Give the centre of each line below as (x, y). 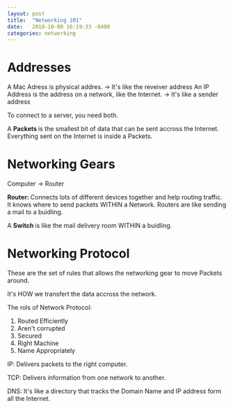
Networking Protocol (69, 254)
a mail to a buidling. (35, 212)
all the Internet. (29, 399)
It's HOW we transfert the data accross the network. (82, 294)
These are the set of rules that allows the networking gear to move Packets (115, 273)
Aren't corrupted (41, 328)
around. (18, 280)
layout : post (26, 14)
